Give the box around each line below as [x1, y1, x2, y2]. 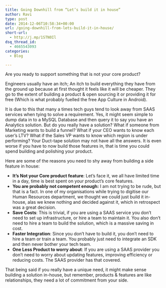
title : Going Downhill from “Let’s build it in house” [5, 7, 121, 12]
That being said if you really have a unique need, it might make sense [5, 267, 147, 273]
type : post [5, 16, 28, 21]
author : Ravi [5, 12, 32, 17]
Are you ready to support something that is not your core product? [5, 71, 141, 77]
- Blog [9, 53, 23, 58]
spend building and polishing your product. [5, 148, 93, 154]
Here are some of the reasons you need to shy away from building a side [5, 158, 154, 164]
